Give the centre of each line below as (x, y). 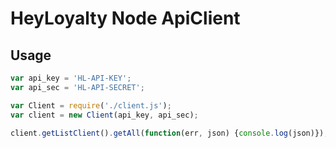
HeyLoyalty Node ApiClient (125, 18)
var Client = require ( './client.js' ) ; (91, 105)
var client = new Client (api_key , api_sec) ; (104, 115)
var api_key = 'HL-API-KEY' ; (71, 78)
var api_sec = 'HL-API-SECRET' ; (77, 87)
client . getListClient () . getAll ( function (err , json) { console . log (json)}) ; (169, 133)
